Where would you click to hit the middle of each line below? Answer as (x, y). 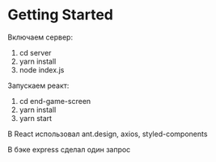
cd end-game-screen (55, 101)
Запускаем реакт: (38, 85)
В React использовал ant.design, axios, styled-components (108, 134)
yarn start (36, 118)
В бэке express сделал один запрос (69, 149)
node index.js (42, 69)
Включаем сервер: (40, 37)
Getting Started (61, 15)
